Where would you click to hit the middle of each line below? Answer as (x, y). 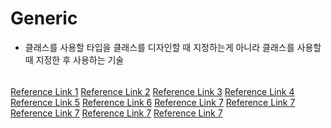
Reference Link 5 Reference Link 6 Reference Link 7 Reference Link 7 (153, 102)
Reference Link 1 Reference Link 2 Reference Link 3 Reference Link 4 (152, 91)
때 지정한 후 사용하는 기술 (74, 59)
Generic (44, 18)
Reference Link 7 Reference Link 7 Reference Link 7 (116, 113)
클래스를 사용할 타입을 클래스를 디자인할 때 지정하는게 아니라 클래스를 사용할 (173, 47)
